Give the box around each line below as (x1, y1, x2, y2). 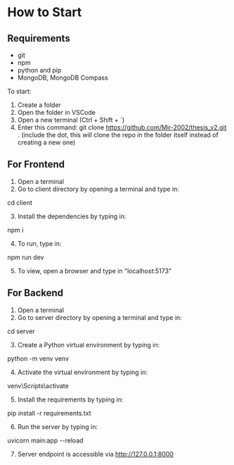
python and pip (17, 66, 62, 74)
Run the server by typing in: (17, 422, 98, 430)
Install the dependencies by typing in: (17, 212, 126, 221)
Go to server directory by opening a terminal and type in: (17, 313, 183, 321)
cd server (7, 327, 35, 335)
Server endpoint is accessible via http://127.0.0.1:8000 (17, 449, 174, 458)
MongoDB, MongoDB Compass (17, 73, 109, 82)
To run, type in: (17, 239, 62, 247)
